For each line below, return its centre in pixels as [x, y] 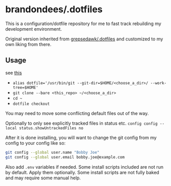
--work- [158, 83]
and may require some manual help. [43, 178]
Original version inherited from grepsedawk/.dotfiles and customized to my [84, 39]
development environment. [34, 29]
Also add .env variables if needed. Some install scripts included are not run [84, 167]
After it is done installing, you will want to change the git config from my [81, 137]
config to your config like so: [35, 143]
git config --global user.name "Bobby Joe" [52, 152]
